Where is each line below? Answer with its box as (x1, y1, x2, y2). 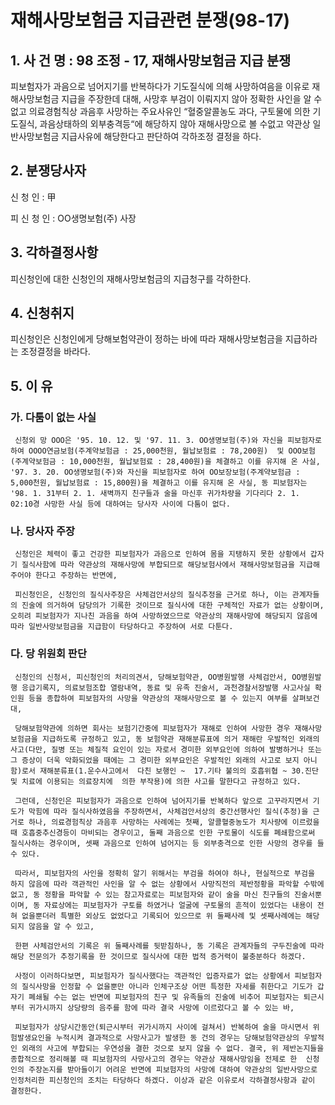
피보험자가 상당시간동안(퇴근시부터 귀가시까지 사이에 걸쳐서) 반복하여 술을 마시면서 (14, 1022, 309, 1032)
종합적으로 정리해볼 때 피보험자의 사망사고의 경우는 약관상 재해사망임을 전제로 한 (10, 1054, 298, 1064)
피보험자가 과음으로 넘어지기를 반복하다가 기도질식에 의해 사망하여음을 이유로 (10, 81, 310, 92)
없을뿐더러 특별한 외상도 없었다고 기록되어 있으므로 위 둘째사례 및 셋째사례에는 (21, 911, 302, 921)
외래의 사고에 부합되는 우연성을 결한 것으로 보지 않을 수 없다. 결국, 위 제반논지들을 (21, 1043, 325, 1053)
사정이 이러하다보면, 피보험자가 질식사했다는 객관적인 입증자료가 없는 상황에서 (14, 971, 291, 981)
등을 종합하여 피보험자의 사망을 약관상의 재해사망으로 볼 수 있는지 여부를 (28, 693, 288, 703)
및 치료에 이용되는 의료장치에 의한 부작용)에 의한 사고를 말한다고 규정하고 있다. (10, 776, 302, 786)
